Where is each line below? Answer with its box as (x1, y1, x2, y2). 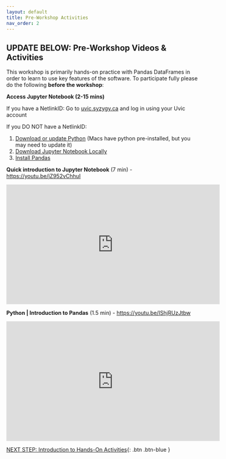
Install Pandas (15, 154, 51, 162)
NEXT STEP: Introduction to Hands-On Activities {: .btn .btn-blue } (6, 446, 171, 454)
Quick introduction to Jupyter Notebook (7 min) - (6, 166, 133, 173)
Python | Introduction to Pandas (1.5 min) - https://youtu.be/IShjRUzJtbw (6, 309, 191, 317)
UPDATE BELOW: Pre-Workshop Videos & (6, 43, 167, 53)
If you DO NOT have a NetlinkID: (6, 123, 87, 131)
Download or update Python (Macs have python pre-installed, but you (15, 135, 191, 142)
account (6, 111, 27, 119)
